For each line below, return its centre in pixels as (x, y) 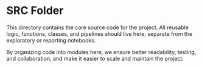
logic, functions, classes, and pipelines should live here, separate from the (99, 33)
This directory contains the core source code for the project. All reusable (97, 27)
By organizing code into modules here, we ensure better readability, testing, (101, 52)
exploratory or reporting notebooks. (51, 40)
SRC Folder (35, 11)
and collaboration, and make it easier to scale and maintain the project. (95, 58)
